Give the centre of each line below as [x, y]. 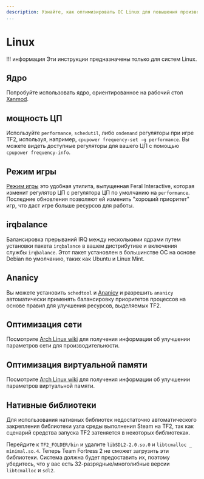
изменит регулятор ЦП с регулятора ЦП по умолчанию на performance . [98, 193]
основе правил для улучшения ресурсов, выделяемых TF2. [84, 306]
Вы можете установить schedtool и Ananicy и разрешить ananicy [90, 292]
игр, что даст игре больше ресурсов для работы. [70, 205]
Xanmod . [18, 99]
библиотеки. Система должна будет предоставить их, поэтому [88, 458]
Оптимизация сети [44, 325]
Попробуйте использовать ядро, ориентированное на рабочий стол [95, 93]
